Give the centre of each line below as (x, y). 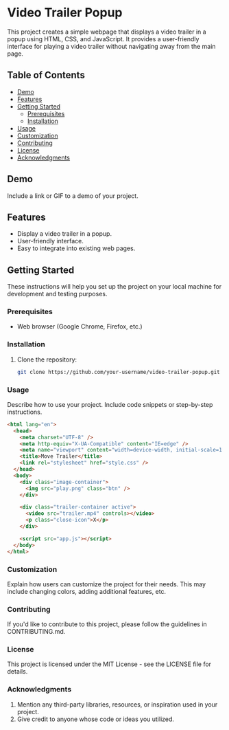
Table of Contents (46, 75)
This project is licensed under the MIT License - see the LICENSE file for (109, 664)
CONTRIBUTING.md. (36, 632)
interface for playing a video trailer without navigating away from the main (111, 46)
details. (17, 672)
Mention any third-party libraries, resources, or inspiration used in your (117, 704)
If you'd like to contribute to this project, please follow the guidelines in (107, 624)
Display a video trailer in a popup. (64, 234)
